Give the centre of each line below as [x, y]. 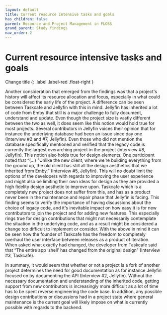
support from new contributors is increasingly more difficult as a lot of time [82, 286]
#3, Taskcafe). [20, 255]
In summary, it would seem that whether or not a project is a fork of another [83, 265]
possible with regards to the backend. [44, 307]
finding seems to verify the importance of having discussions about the [78, 203]
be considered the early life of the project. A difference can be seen [75, 102]
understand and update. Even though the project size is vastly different [78, 118]
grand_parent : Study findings [37, 28]
